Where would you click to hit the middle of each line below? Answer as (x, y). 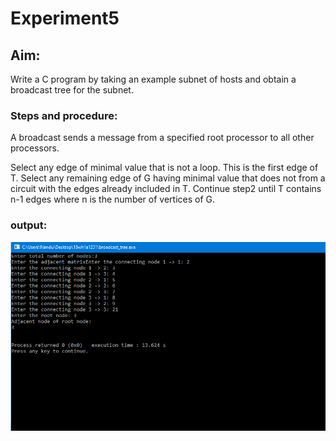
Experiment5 (65, 18)
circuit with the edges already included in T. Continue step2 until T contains (166, 189)
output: (29, 225)
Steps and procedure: (64, 115)
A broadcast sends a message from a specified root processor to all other (162, 138)
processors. (35, 148)
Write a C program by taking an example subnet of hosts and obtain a (153, 79)
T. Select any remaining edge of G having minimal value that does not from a (168, 178)
